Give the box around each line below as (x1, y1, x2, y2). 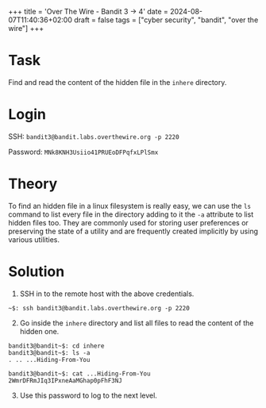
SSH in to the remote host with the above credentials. (19, 289, 195, 298)
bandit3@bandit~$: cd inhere (8, 341, 105, 350)
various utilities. (8, 234, 60, 244)
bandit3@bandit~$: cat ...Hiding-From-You (8, 369, 151, 378)
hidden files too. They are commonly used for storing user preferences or (8, 217, 249, 227)
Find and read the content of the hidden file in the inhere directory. (8, 77, 227, 87)
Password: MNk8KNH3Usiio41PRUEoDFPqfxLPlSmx (8, 147, 159, 156)
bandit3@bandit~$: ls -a (8, 348, 91, 356)
